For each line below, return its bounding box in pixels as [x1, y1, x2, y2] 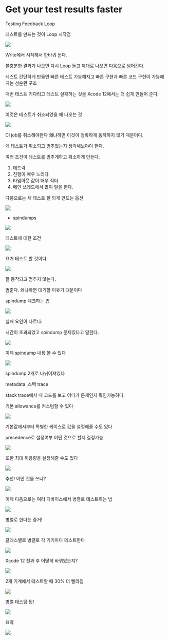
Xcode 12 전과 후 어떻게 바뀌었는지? [5, 557, 78, 564]
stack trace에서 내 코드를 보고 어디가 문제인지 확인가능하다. [5, 392, 125, 398]
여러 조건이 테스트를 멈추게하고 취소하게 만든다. [5, 153, 100, 160]
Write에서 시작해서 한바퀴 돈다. [5, 51, 68, 57]
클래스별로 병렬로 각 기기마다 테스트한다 [5, 537, 85, 543]
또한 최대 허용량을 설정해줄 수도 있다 [5, 455, 78, 461]
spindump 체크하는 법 [5, 298, 50, 304]
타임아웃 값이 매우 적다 [12, 177, 59, 183]
